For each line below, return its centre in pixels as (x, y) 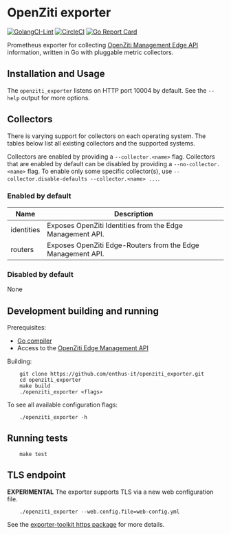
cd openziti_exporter (50, 380)
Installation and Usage (56, 74)
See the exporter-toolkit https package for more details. (86, 524)
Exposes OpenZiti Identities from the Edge (115, 225)
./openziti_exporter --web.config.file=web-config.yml (100, 512)
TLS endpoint (37, 475)
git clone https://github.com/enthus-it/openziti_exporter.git (112, 374)
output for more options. (56, 98)
